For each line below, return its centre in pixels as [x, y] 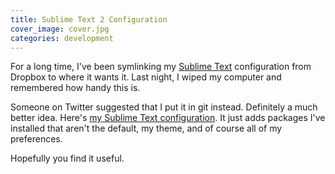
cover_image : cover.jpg [60, 29]
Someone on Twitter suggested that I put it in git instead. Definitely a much [164, 107]
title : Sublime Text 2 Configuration [89, 19]
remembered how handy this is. [75, 88]
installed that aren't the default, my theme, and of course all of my [146, 128]
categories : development [62, 38]
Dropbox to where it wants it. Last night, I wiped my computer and [146, 77]
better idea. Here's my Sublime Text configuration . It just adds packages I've [168, 118]
